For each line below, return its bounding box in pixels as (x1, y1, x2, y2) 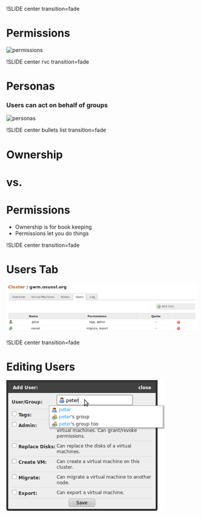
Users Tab (6, 262, 59, 276)
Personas (6, 79, 56, 93)
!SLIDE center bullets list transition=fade (6, 127, 106, 134)
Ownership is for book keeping (15, 223, 92, 230)
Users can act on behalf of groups (6, 101, 108, 110)
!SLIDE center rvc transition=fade (6, 58, 90, 65)
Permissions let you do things (15, 230, 89, 237)
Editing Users (6, 360, 76, 373)
